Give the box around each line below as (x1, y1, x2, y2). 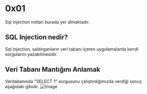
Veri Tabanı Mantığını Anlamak (5, 65, 101, 74)
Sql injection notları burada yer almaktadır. (5, 19, 90, 25)
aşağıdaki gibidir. (5, 83, 39, 89)
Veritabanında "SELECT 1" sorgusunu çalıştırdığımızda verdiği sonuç (5, 78, 143, 84)
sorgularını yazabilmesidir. (5, 51, 58, 57)
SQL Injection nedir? (5, 33, 68, 41)
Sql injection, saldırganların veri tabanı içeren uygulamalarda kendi (5, 46, 138, 52)
